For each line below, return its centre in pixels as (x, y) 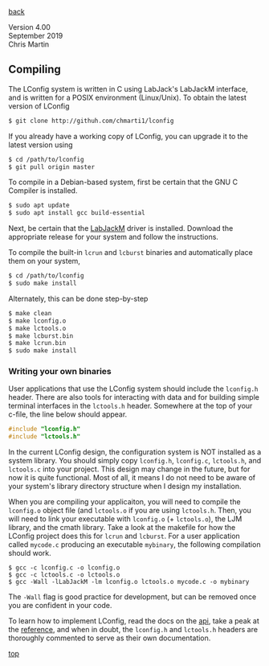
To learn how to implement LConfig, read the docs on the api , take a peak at (134, 621)
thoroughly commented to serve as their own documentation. (110, 638)
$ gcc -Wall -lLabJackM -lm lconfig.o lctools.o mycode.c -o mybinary (129, 582)
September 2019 (36, 36)
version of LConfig (39, 106)
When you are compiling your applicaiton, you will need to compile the (124, 502)
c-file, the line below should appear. (68, 414)
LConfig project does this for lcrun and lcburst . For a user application (124, 536)
